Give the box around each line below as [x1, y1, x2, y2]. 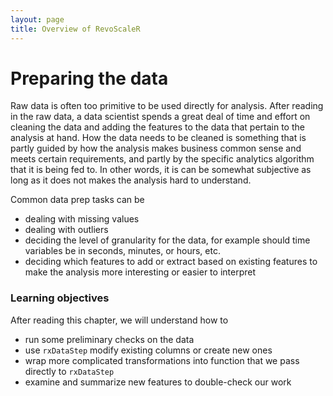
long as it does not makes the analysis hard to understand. [10, 174, 252, 186]
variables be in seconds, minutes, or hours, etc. [24, 245, 221, 257]
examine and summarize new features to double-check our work [24, 376, 292, 388]
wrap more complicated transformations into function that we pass [24, 354, 300, 366]
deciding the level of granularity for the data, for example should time [24, 234, 311, 246]
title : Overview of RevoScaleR [10, 24, 141, 34]
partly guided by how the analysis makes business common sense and [10, 142, 302, 155]
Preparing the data [10, 67, 169, 90]
